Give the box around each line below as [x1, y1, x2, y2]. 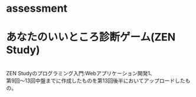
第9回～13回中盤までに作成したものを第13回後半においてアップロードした [6, 77, 185, 84]
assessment [6, 2, 68, 15]
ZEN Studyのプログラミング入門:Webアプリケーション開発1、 [6, 70, 155, 77]
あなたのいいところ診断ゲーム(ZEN [6, 31, 176, 44]
